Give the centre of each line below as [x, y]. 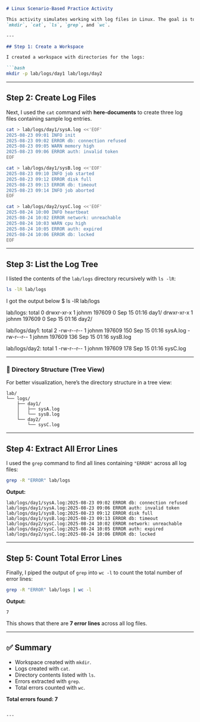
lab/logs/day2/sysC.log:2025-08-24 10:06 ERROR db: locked [81, 534]
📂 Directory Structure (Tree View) [56, 369]
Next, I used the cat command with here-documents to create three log [94, 112]
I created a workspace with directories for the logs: [76, 57]
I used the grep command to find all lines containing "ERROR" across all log [96, 463]
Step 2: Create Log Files [51, 98]
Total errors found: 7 [32, 699]
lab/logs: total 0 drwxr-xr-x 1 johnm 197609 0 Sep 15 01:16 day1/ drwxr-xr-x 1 [100, 313]
